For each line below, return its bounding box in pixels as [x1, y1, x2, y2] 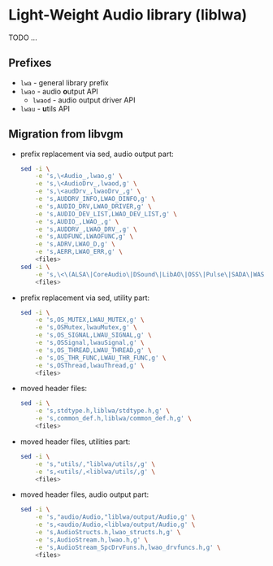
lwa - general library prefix [19, 77, 110, 87]
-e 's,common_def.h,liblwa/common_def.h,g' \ [35, 415, 193, 423]
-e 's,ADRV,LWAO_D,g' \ [35, 240, 115, 249]
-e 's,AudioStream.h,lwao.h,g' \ [35, 535, 149, 544]
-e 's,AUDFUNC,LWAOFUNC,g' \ [35, 233, 134, 241]
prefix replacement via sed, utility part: [19, 293, 150, 303]
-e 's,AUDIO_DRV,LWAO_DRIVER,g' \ [35, 202, 152, 211]
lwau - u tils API [19, 103, 71, 113]
